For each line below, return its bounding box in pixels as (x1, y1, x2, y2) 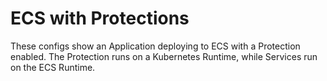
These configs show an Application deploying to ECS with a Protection (10, 40, 301, 52)
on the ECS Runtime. (10, 61, 96, 73)
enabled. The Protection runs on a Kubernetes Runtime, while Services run (10, 50, 318, 62)
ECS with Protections (10, 7, 190, 30)
